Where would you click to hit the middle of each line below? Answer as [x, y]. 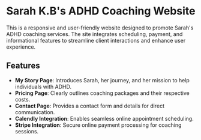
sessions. [27, 131]
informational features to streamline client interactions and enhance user [96, 40]
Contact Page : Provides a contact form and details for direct [90, 106]
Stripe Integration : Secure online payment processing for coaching [98, 125]
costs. [22, 99]
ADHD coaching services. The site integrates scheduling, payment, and [94, 34]
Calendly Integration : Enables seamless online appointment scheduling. [104, 118]
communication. [35, 112]
